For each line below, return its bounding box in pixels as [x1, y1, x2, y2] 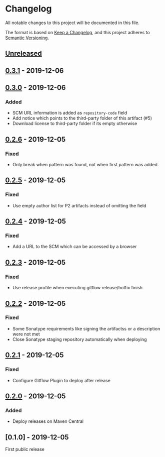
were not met [12, 331, 40, 337]
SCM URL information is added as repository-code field [12, 110, 127, 116]
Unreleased [5, 49, 42, 58]
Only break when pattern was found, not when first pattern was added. [12, 162, 159, 168]
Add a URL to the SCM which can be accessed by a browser [12, 244, 137, 250]
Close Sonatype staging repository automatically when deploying [12, 336, 147, 342]
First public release [5, 446, 45, 452]
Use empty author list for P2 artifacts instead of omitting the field [12, 202, 146, 208]
